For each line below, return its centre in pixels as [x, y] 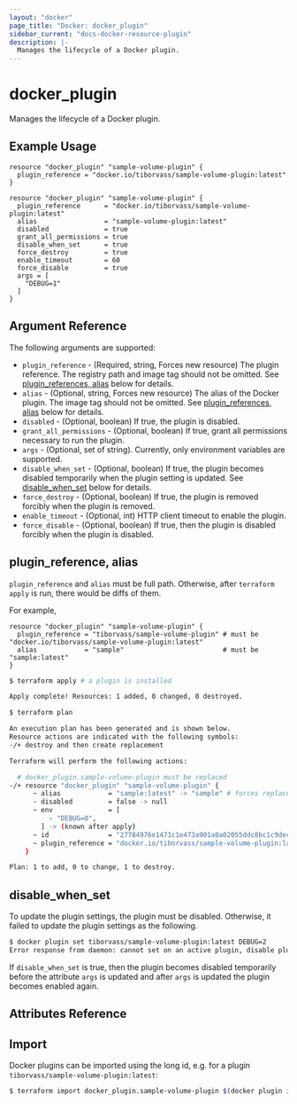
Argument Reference [68, 326]
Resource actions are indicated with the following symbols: [124, 737]
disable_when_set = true [72, 245]
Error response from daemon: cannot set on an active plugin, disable [142, 950]
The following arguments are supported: [83, 348]
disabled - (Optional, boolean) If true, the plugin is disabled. [131, 421]
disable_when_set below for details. [87, 487]
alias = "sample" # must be [138, 650]
